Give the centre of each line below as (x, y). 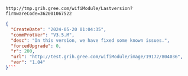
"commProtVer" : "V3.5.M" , (43, 35)
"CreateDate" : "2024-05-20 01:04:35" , (59, 29)
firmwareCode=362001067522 (39, 14)
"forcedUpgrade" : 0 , (36, 46)
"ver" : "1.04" (28, 62)
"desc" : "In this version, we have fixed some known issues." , (90, 40)
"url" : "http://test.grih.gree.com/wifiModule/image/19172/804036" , (97, 57)
